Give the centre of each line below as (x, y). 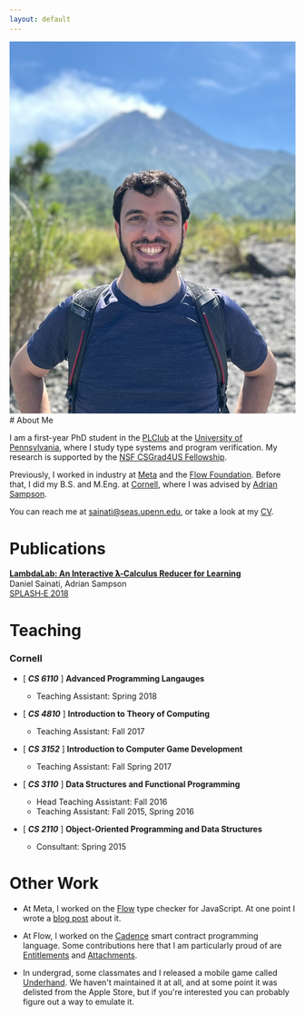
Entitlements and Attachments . (80, 955)
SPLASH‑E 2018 (39, 593)
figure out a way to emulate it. (78, 1001)
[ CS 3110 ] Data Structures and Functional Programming (131, 784)
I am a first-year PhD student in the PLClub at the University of (126, 438)
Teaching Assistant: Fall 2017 (90, 731)
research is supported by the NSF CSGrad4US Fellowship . (118, 457)
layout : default (40, 19)
